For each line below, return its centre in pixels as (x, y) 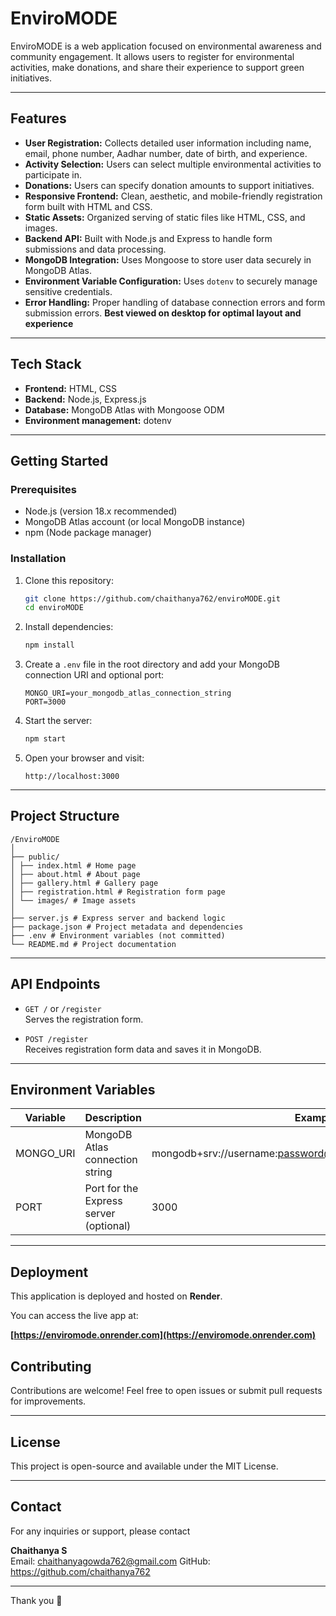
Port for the (111, 1189)
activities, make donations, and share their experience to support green (157, 67)
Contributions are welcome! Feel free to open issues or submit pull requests (166, 1391)
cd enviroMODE (54, 608)
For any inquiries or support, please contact (100, 1531)
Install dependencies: (69, 627)
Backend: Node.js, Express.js (85, 399)
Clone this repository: (69, 580)
